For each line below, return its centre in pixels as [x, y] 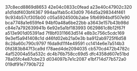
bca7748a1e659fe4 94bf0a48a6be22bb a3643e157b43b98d [67, 23]
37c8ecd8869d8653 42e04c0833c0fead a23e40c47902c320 [68, 7]
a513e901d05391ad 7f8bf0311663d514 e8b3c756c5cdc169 [65, 33]
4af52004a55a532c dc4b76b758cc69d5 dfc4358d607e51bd [67, 54]
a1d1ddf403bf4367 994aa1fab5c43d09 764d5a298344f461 [65, 12]
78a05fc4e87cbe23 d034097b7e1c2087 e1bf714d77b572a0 [66, 59]
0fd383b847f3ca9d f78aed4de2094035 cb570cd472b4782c [68, 49]
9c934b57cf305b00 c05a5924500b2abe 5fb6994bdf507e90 [68, 17]
